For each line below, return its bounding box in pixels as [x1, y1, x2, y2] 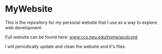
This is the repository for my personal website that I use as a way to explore [5, 19, 157, 25]
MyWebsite [5, 3, 53, 15]
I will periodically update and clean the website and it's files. [5, 43, 126, 49]
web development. [5, 24, 42, 30]
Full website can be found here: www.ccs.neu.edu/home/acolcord [5, 34, 138, 40]
